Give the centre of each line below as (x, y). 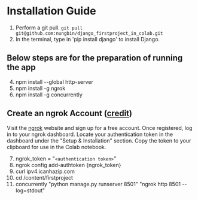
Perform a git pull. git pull (49, 28)
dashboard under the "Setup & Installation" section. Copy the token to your (99, 140)
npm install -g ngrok (40, 88)
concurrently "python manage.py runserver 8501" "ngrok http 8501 (98, 184)
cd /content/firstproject (44, 177)
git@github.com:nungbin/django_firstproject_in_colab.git (89, 33)
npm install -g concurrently (49, 95)
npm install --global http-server (54, 81)
